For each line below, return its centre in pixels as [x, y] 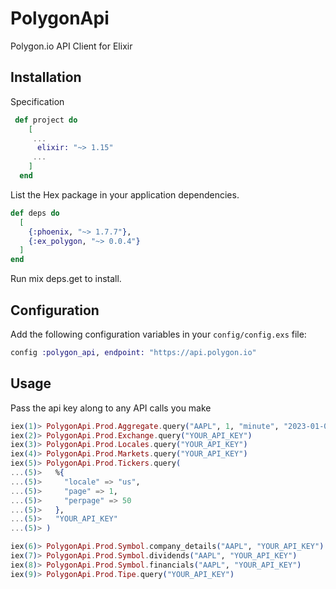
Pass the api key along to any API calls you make [111, 408]
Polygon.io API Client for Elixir [71, 46]
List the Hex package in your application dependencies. [125, 194]
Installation [46, 77]
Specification [37, 101]
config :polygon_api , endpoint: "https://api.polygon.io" [133, 352]
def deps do [35, 213]
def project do [46, 120]
